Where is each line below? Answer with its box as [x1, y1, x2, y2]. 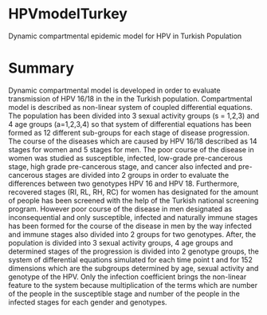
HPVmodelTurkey [8, 5, 128, 23]
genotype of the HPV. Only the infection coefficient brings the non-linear [8, 272, 247, 282]
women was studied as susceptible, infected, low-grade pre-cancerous [8, 153, 243, 163]
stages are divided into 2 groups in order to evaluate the [45, 170, 230, 179]
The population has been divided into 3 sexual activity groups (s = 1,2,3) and [8, 111, 260, 120]
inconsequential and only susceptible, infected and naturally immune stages [8, 212, 258, 222]
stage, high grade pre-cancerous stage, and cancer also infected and [8, 161, 237, 171]
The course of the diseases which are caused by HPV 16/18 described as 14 [8, 136, 257, 146]
